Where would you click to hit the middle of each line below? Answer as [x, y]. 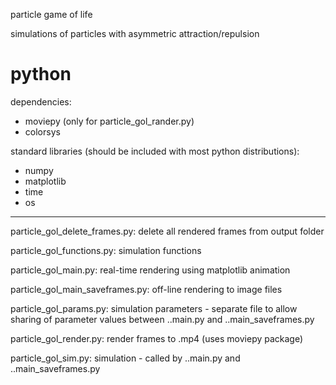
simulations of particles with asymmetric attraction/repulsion [135, 33]
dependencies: [41, 101]
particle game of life [51, 14]
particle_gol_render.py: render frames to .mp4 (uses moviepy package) [157, 338]
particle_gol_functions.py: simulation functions [106, 250]
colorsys [42, 131]
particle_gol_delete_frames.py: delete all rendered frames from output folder [167, 231]
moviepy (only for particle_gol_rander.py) [109, 121]
